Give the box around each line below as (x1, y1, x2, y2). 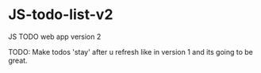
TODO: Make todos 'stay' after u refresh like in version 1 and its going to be (8, 47, 254, 56)
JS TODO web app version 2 (8, 32, 102, 41)
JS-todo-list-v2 (8, 6, 113, 24)
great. (8, 56, 28, 65)
